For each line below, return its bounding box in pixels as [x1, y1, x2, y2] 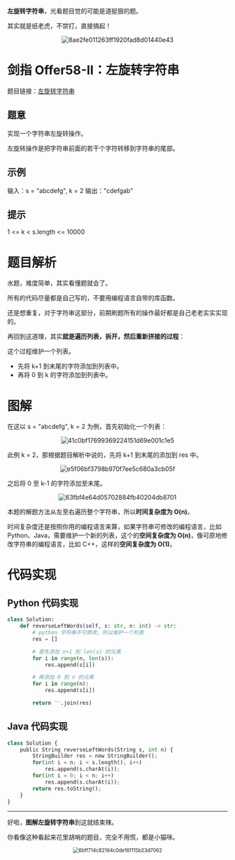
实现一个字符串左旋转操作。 [7, 129, 87, 137]
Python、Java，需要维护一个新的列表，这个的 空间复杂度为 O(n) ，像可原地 [7, 531, 222, 540]
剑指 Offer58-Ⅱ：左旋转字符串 [7, 62, 180, 78]
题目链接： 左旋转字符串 [7, 87, 75, 95]
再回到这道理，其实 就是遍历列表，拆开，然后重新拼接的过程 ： [7, 332, 185, 341]
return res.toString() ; [32, 785, 101, 792]
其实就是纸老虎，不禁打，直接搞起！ [7, 22, 112, 30]
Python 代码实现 [7, 597, 79, 609]
